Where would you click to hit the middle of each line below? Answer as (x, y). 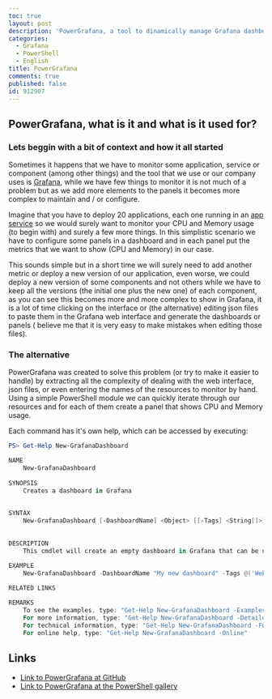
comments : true (34, 76)
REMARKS (21, 603)
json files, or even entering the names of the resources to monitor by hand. (133, 390)
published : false (38, 83)
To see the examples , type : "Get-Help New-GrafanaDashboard (126, 610)
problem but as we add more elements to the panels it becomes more (124, 190)
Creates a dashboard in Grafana (77, 491)
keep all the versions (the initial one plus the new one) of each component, (133, 291)
